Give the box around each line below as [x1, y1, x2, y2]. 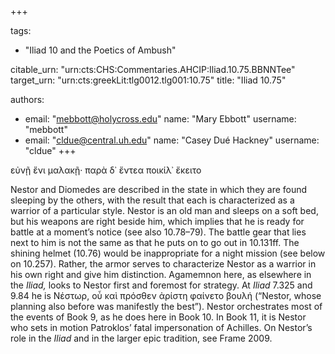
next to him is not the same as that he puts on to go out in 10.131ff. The [10, 237, 300, 248]
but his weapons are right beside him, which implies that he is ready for [10, 216, 305, 227]
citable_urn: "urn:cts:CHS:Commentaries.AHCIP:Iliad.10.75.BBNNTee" [10, 64, 296, 75]
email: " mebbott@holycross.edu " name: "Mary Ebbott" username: [24, 113, 297, 125]
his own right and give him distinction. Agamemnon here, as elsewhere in [10, 269, 312, 280]
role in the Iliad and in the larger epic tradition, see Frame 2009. [10, 332, 273, 344]
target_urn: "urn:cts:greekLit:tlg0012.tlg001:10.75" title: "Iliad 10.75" [10, 74, 287, 86]
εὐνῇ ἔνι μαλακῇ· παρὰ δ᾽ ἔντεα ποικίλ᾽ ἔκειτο [10, 164, 202, 176]
